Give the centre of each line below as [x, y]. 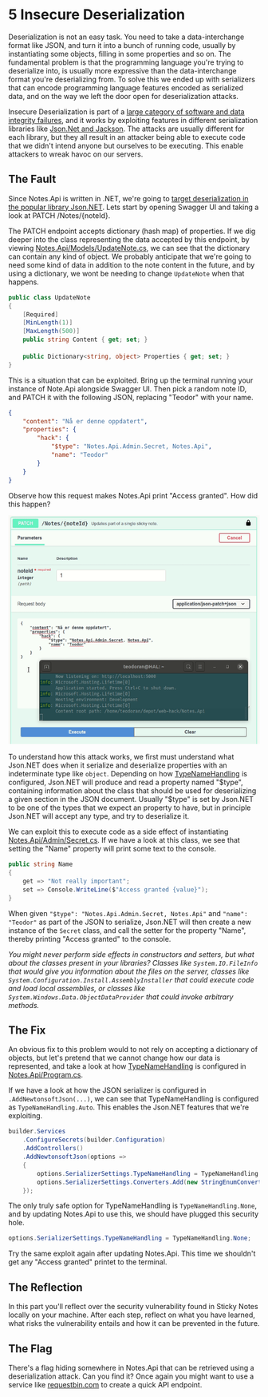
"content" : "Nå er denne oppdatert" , [85, 421]
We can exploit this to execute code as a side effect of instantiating [118, 831]
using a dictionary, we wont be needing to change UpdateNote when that [126, 273]
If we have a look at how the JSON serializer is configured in [107, 1090]
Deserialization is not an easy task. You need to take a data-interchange [126, 37]
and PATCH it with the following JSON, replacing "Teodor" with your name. [131, 397]
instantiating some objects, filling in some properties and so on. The [120, 54]
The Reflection [45, 1287]
